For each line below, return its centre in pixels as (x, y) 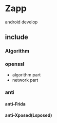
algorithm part (26, 75)
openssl (15, 64)
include (17, 37)
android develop (21, 22)
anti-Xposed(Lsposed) (28, 115)
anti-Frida (15, 104)
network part (25, 80)
